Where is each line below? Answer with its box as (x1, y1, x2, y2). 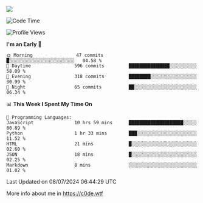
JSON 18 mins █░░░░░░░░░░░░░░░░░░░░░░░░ (6, 151, 198, 158)
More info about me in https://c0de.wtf (6, 190, 103, 197)
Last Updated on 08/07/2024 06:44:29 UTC (6, 178, 117, 185)
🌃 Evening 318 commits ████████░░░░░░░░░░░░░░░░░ (6, 73, 198, 79)
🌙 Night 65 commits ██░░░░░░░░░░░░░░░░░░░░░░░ (6, 84, 198, 90)
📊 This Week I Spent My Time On (6, 101, 92, 107)
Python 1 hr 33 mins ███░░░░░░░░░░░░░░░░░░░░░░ (6, 130, 198, 136)
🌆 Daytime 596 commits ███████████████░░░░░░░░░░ (6, 63, 198, 69)
